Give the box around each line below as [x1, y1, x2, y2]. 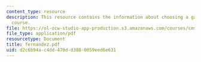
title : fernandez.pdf [6, 42, 60, 48]
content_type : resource [6, 8, 66, 15]
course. [11, 19, 31, 25]
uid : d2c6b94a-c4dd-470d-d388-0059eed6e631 [6, 47, 117, 53]
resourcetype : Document [6, 36, 66, 42]
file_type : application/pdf [6, 31, 77, 37]
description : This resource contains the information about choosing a [6, 14, 188, 20]
